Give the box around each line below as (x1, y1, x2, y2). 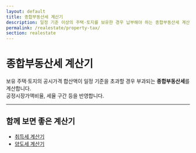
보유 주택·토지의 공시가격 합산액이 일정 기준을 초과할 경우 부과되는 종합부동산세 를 (6, 78, 190, 85)
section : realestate (6, 30, 57, 36)
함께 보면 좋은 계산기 (6, 116, 75, 126)
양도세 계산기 (14, 140, 45, 147)
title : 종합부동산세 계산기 (6, 14, 63, 20)
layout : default (6, 8, 45, 15)
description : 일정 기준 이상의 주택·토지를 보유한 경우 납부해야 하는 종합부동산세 (6, 19, 180, 25)
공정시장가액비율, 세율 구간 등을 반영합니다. (6, 92, 104, 99)
